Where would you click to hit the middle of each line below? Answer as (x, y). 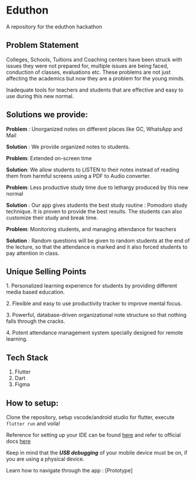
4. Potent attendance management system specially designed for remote (94, 333)
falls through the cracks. (36, 321)
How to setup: (32, 403)
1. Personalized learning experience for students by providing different (92, 286)
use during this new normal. (40, 96)
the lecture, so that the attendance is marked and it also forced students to (97, 247)
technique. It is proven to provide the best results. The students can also (94, 211)
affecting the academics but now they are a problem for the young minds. (95, 78)
